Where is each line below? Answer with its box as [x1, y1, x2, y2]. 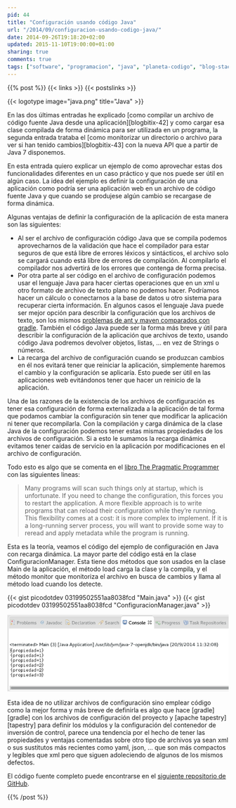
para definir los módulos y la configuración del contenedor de [37, 721, 216, 729]
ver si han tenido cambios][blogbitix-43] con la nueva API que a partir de [7, 141, 218, 149]
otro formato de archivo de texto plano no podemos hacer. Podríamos [17, 286, 220, 295]
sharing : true [7, 49, 49, 56]
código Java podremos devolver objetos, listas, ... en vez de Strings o [17, 338, 219, 347]
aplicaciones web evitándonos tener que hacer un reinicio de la [17, 376, 202, 384]
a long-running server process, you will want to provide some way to [24, 521, 224, 530]
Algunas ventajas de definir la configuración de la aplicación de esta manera [7, 212, 229, 221]
